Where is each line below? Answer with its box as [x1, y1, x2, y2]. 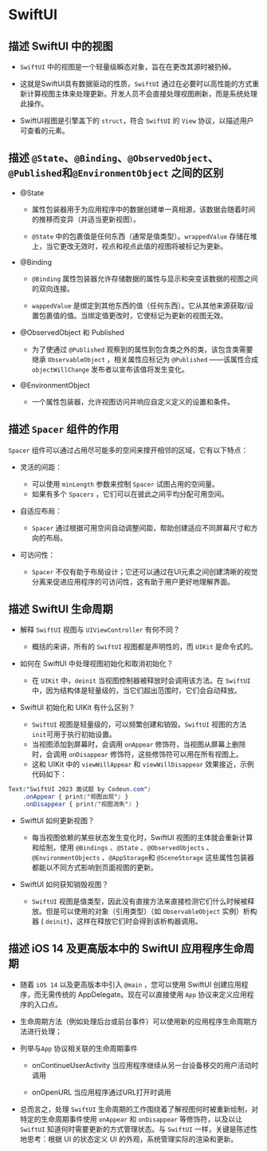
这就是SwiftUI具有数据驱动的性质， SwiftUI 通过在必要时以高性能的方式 [19, 79, 253, 89]
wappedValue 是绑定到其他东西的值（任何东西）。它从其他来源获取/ [31, 301, 247, 310]
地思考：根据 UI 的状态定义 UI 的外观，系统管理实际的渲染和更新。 [19, 1134, 238, 1144]
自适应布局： [19, 506, 62, 515]
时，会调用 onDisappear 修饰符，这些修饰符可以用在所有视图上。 [31, 750, 243, 759]
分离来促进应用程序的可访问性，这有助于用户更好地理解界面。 [31, 577, 235, 586]
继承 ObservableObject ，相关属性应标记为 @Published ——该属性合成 [31, 354, 259, 364]
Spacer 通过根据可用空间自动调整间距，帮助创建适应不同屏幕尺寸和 [31, 522, 251, 532]
